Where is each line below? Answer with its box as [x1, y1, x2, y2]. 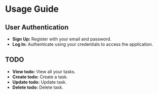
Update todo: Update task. [12, 79, 67, 85]
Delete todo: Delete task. [12, 84, 63, 90]
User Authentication [5, 23, 69, 31]
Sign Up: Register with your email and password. [12, 36, 112, 42]
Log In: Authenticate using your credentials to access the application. [12, 41, 154, 47]
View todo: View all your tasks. [12, 68, 76, 74]
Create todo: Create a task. [12, 74, 68, 80]
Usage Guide [5, 3, 59, 15]
